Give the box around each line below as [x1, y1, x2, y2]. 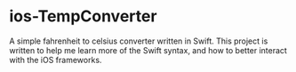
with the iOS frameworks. [9, 54, 102, 65]
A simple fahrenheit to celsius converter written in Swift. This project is [9, 36, 268, 46]
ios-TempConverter [9, 6, 157, 27]
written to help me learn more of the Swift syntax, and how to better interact [9, 44, 287, 55]
